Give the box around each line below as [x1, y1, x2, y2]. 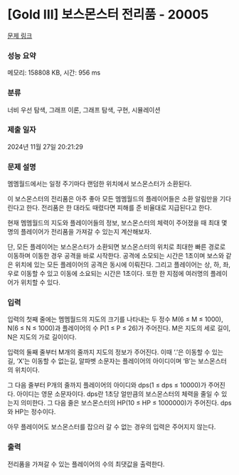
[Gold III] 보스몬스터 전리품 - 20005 [7, 6, 209, 23]
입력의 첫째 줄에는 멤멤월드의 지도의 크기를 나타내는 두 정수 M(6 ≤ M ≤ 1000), [7, 315, 224, 324]
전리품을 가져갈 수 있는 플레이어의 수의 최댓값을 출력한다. [7, 459, 165, 468]
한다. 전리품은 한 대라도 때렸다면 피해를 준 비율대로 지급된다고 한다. [26, 203, 212, 212]
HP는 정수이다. [14, 407, 56, 416]
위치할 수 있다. [20, 278, 60, 287]
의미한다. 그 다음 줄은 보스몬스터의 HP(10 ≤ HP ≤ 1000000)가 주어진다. [20, 399, 219, 407]
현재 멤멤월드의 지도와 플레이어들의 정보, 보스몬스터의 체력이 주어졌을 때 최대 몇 [7, 218, 228, 228]
